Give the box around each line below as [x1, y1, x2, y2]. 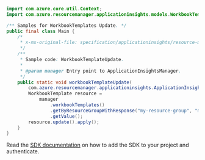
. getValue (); [49, 113, 84, 119]
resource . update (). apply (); [28, 119, 99, 125]
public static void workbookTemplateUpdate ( [17, 79, 132, 85]
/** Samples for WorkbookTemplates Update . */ [6, 22, 127, 29]
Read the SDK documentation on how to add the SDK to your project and [6, 141, 189, 149]
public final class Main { [6, 28, 75, 34]
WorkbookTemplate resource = [28, 90, 103, 97]
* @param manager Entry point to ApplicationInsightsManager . [20, 68, 182, 74]
